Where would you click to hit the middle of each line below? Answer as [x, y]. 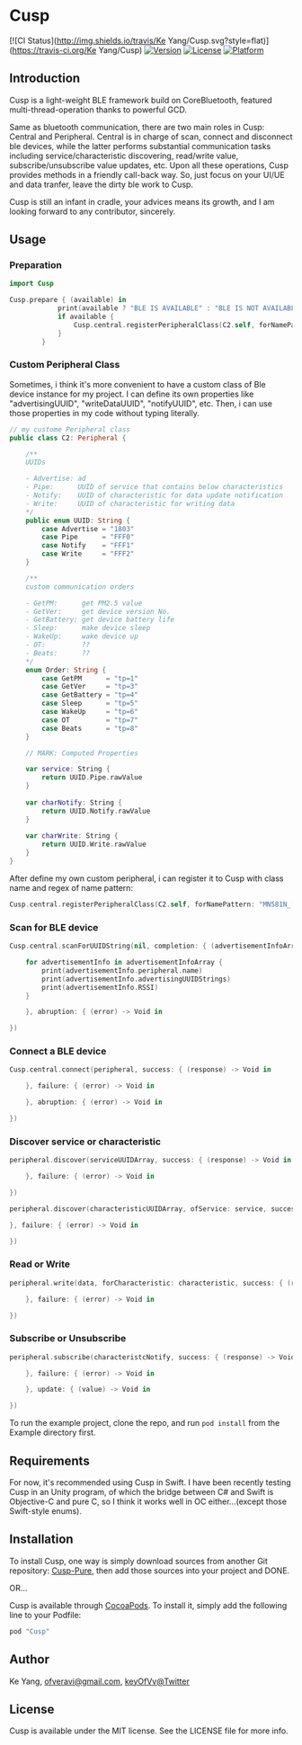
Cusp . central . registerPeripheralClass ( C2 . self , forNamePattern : [132, 904]
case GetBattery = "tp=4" [90, 695]
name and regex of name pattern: [71, 887]
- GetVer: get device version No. [98, 611]
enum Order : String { [66, 670]
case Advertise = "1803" [88, 529]
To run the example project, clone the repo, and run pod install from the [145, 1423]
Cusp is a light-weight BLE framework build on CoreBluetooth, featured [141, 100]
